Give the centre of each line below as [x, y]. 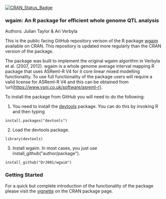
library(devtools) [24, 139]
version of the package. [29, 51]
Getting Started [24, 175]
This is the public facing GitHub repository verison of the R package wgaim [82, 41]
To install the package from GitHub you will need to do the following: [75, 97]
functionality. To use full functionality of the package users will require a [79, 77]
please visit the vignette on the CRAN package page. [59, 191]
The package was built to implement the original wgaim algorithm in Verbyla [83, 61]
